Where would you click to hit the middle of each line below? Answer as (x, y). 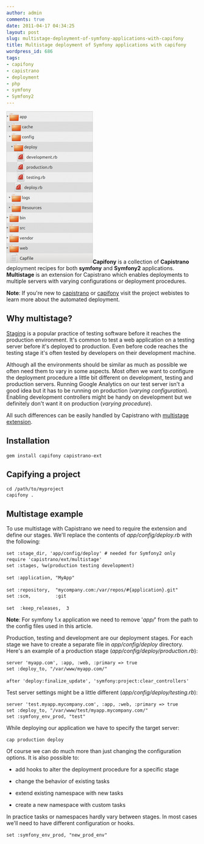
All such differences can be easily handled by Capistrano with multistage (98, 415)
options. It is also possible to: (43, 758)
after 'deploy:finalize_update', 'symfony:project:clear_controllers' (98, 681)
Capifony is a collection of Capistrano (141, 262)
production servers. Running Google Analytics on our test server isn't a (95, 384)
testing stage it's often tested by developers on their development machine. (101, 352)
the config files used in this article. (50, 626)
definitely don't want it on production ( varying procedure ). (79, 403)
